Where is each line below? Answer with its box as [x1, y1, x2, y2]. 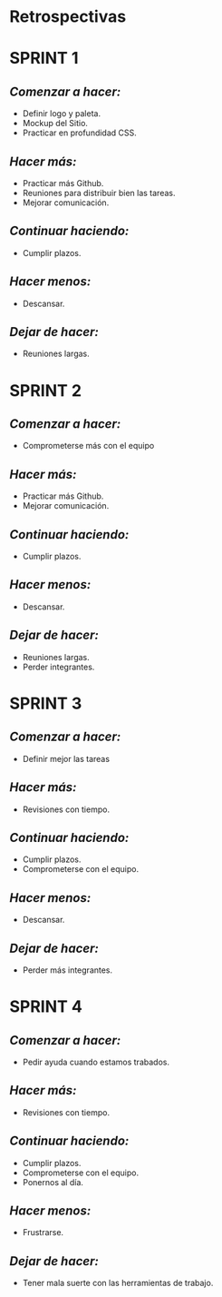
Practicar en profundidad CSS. [22, 127, 138, 138]
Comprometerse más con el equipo [22, 441, 155, 451]
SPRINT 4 [9, 996, 83, 1017]
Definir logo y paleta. [22, 108, 101, 119]
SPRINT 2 [9, 380, 82, 401]
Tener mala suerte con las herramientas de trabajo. [22, 1278, 214, 1289]
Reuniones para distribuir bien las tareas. [22, 188, 176, 198]
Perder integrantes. [22, 661, 95, 672]
